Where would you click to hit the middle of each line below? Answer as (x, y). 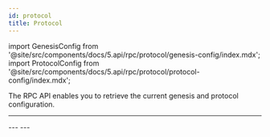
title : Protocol (35, 23)
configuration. (31, 104)
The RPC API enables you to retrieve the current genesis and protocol (123, 95)
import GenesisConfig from (53, 46)
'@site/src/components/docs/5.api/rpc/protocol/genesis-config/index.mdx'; (135, 54)
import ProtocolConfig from (54, 63)
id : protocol (30, 16)
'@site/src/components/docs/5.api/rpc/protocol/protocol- (104, 71)
